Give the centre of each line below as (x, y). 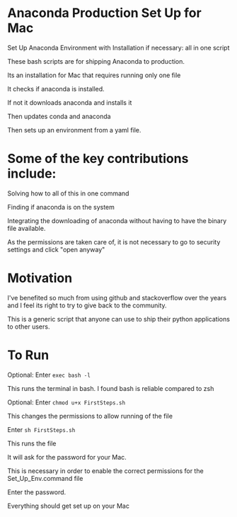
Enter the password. (37, 492)
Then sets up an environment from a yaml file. (74, 130)
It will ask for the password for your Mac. (67, 457)
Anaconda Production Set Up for (104, 13)
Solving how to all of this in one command (68, 193)
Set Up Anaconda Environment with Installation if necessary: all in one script (118, 47)
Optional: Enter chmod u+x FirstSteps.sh (67, 402)
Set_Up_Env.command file (45, 478)
